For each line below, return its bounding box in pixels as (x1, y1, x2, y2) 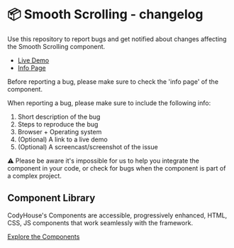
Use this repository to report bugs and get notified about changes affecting (7, 34, 227, 43)
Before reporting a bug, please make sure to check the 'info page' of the (7, 77, 218, 86)
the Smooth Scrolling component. (7, 42, 106, 50)
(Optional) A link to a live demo (17, 135, 108, 144)
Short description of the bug (17, 112, 101, 121)
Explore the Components (7, 232, 80, 241)
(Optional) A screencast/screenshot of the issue (17, 142, 158, 151)
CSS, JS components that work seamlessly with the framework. (7, 218, 194, 227)
